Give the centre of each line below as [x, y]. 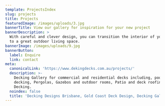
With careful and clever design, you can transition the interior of [82, 37]
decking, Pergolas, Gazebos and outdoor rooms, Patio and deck [80, 82]
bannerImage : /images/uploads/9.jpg [42, 46]
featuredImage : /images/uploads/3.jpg [45, 23]
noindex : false [25, 91]
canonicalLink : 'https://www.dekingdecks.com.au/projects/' [72, 69]
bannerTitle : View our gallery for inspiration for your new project [78, 28]
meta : [11, 64]
